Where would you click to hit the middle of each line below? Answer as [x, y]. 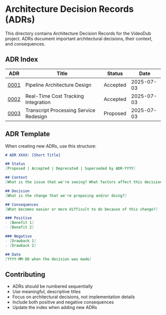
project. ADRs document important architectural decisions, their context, [79, 39]
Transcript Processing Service [60, 110]
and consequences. [25, 44]
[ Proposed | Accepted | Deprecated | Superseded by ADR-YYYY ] [70, 169]
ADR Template [28, 134]
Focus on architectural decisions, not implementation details [73, 297]
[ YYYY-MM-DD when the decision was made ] [48, 259]
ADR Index [22, 60]
